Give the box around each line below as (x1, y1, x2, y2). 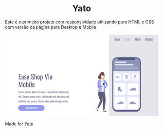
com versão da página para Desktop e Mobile (5, 24, 96, 30)
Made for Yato (5, 121, 34, 127)
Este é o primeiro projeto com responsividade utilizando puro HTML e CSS (5, 19, 154, 25)
